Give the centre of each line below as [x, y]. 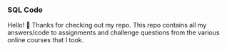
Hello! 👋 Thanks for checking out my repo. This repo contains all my [107, 25]
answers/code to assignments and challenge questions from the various [113, 32]
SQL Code [25, 10]
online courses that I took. [46, 40]
